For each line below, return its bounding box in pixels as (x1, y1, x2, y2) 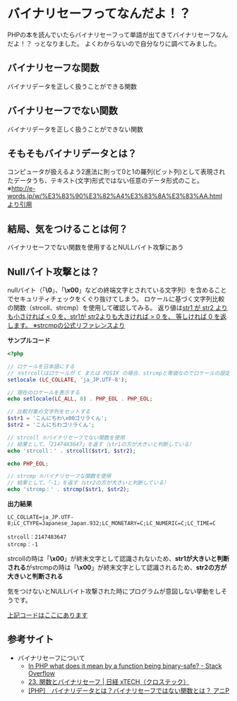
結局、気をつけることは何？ (7, 223, 128, 235)
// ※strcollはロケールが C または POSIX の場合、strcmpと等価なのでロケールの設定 (7, 370, 231, 377)
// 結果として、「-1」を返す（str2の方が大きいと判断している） (7, 479, 169, 487)
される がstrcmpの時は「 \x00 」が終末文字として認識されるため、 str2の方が (7, 563, 227, 572)
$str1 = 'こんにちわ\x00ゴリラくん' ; (7, 415, 108, 422)
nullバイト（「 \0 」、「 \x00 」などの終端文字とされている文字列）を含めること (7, 286, 227, 294)
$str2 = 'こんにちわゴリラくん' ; (7, 421, 95, 428)
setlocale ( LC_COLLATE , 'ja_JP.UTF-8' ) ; (7, 376, 128, 383)
